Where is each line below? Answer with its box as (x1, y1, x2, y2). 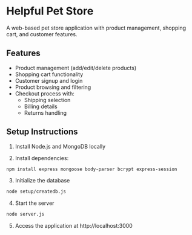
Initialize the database (15, 177, 70, 184)
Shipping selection (24, 96, 71, 103)
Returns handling (24, 109, 67, 116)
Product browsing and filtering (15, 83, 91, 91)
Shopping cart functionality (15, 71, 84, 78)
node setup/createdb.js (6, 188, 67, 195)
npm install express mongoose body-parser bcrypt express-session (6, 166, 177, 172)
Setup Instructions (6, 127, 78, 137)
